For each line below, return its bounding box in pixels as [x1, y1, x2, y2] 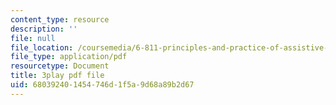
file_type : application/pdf [10, 52, 128, 62]
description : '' [10, 24, 78, 34]
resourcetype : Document [10, 61, 110, 71]
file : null [10, 33, 56, 43]
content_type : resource [10, 14, 110, 25]
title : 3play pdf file [10, 71, 105, 81]
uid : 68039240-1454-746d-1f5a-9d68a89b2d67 [10, 80, 195, 90]
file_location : [10, 42, 74, 53]
